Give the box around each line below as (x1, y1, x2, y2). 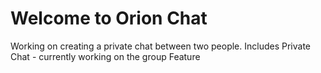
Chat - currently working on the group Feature (10, 50, 201, 62)
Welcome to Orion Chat (10, 7, 208, 30)
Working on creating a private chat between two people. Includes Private (10, 40, 311, 52)
